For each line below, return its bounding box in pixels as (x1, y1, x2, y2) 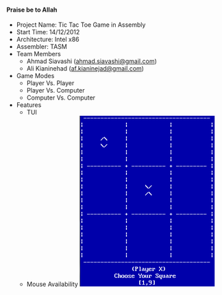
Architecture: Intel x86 (16, 35, 79, 44)
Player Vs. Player (26, 79, 75, 87)
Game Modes (16, 72, 55, 80)
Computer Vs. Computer (26, 93, 96, 102)
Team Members (16, 50, 61, 58)
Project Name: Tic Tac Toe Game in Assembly (16, 21, 146, 29)
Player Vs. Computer (26, 86, 85, 95)
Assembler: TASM (16, 43, 68, 51)
